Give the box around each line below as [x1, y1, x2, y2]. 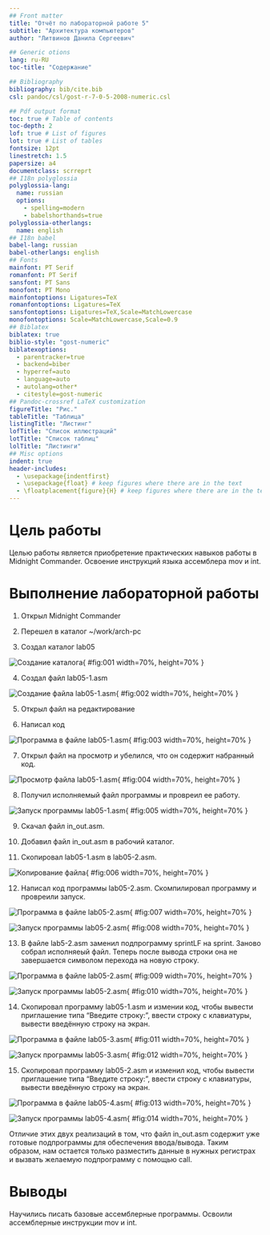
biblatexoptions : [9, 345, 67, 353]
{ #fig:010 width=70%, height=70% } [126, 986, 248, 996]
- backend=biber [16, 360, 71, 368]
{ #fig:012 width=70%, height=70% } [126, 1050, 248, 1060]
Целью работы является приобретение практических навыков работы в [9, 548, 257, 557]
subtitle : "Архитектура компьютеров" [9, 26, 135, 34]
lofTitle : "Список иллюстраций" [9, 428, 117, 436]
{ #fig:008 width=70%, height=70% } [126, 923, 250, 932]
